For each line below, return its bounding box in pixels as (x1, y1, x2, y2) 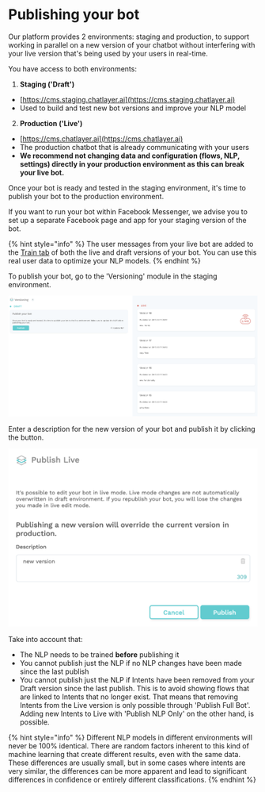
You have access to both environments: (8, 63, 137, 73)
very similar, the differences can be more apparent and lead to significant (8, 767, 248, 776)
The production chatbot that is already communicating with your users (19, 142, 249, 152)
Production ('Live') (19, 118, 83, 128)
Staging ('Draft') (19, 79, 75, 89)
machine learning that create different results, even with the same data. (8, 750, 241, 759)
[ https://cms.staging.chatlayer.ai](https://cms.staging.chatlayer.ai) (19, 94, 236, 104)
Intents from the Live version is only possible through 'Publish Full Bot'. (19, 701, 251, 710)
